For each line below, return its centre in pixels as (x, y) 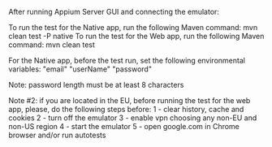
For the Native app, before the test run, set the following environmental (127, 61)
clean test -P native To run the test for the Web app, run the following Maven (136, 36)
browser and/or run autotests (57, 135)
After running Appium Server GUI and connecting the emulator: (114, 12)
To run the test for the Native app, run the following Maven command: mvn (133, 27)
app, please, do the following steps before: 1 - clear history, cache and (126, 109)
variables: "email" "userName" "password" (80, 69)
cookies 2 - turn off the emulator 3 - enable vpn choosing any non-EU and (133, 118)
